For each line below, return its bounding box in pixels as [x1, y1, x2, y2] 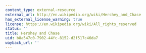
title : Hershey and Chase [5, 31, 60, 36]
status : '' [5, 26, 28, 31]
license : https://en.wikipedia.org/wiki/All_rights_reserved [5, 21, 137, 27]
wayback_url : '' [5, 40, 39, 45]
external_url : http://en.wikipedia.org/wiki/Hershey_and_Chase [5, 12, 141, 17]
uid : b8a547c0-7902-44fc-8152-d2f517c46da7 [5, 36, 99, 41]
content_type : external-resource [5, 7, 76, 13]
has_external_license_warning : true [5, 17, 82, 22]
